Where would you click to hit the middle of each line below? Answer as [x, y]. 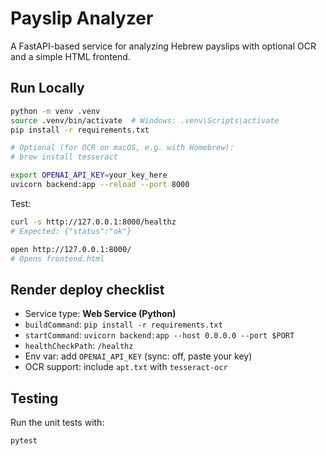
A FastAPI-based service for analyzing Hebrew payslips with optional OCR [163, 46]
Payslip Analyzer [82, 18]
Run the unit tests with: [57, 422]
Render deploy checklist [87, 289]
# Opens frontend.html [57, 258]
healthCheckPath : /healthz [79, 346]
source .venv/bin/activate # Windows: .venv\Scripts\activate [145, 120]
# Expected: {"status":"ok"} [71, 231]
